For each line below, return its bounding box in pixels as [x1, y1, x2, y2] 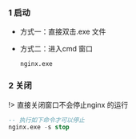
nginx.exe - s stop [8, 123, 70, 132]
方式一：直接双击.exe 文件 [19, 27, 106, 37]
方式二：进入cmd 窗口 [19, 44, 94, 54]
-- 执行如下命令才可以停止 [8, 116, 86, 124]
